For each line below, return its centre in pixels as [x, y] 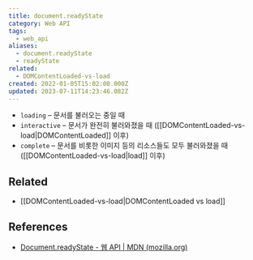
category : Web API [39, 23]
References [38, 226]
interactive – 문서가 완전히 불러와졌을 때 [86, 126]
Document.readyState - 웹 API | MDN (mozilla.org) [104, 247]
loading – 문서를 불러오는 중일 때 [73, 115]
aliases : [23, 46]
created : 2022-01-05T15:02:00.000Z [69, 83]
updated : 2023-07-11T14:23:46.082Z [69, 91]
